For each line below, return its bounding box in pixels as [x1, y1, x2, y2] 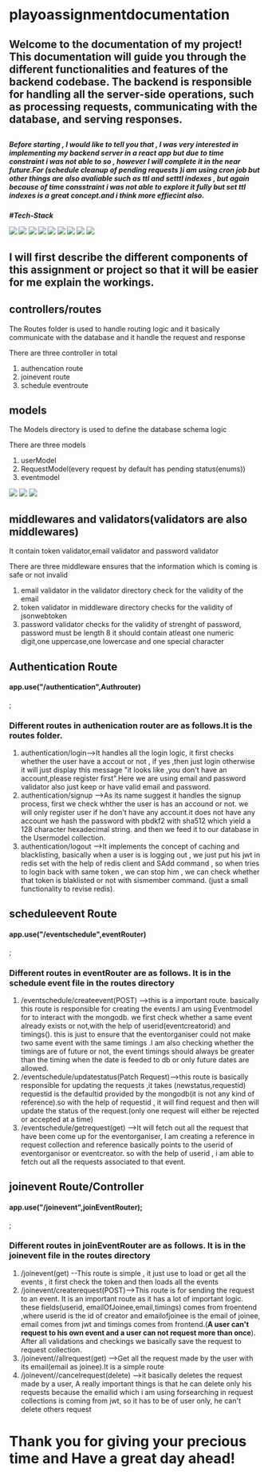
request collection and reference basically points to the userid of [20, 1140, 234, 1149]
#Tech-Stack [9, 210, 54, 221]
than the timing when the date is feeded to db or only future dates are [20, 1054, 250, 1065]
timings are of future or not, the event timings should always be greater [20, 1046, 254, 1056]
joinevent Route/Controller [9, 1180, 144, 1193]
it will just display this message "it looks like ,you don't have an [20, 765, 227, 775]
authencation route [20, 363, 84, 373]
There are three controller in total [9, 348, 118, 358]
